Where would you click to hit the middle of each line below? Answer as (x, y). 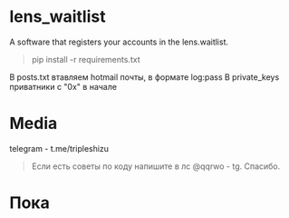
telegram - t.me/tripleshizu (59, 148)
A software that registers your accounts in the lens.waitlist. (119, 42)
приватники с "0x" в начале (63, 86)
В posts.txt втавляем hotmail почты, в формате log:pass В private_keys (144, 77)
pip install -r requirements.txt (86, 59)
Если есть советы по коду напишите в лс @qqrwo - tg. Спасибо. (156, 166)
